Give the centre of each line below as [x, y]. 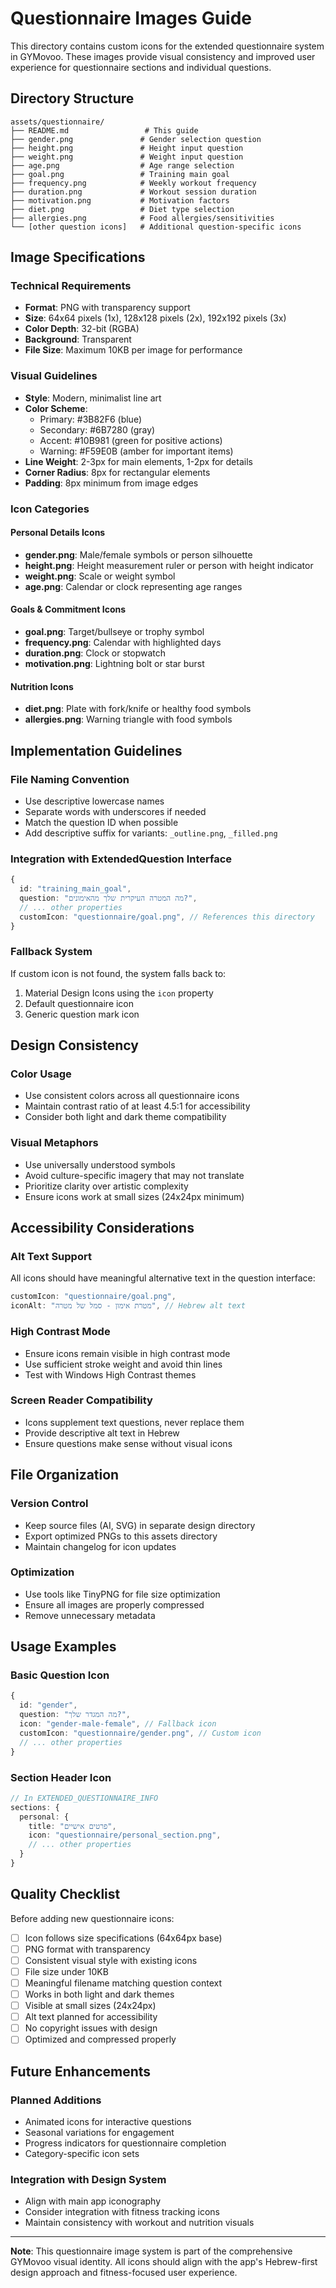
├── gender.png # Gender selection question [136, 139]
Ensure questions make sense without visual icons [128, 1443]
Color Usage [41, 1074]
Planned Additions [56, 2100]
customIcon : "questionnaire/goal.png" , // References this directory [167, 917]
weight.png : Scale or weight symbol [100, 576]
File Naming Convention [70, 779]
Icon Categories [50, 509]
